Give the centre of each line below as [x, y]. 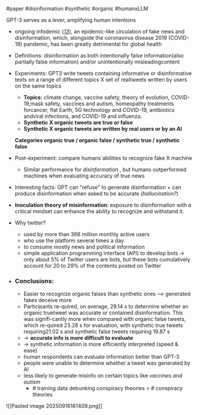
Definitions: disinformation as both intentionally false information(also [99, 55]
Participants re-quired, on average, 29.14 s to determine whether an [106, 307]
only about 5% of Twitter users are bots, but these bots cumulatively [107, 259]
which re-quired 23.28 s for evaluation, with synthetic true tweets [103, 326]
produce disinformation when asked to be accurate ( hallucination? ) [97, 194]
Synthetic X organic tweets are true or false [78, 123]
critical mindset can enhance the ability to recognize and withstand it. [99, 211]
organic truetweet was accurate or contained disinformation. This [103, 313]
